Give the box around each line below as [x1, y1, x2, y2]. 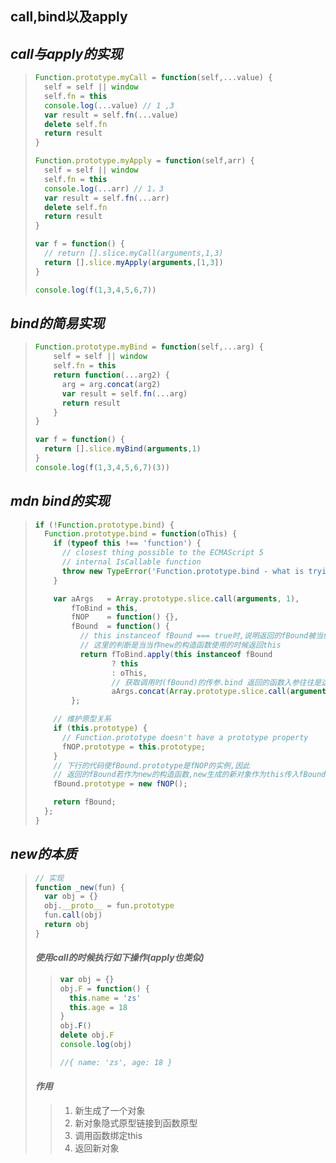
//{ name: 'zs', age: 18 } [59, 1057, 173, 1067]
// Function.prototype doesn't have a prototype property [61, 732, 309, 742]
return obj [44, 920, 90, 930]
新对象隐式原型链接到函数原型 [74, 1117, 198, 1129]
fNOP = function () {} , [71, 612, 179, 622]
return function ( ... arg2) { [53, 370, 170, 381]
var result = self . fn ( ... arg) [61, 388, 188, 399]
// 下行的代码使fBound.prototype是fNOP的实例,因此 [53, 760, 250, 771]
